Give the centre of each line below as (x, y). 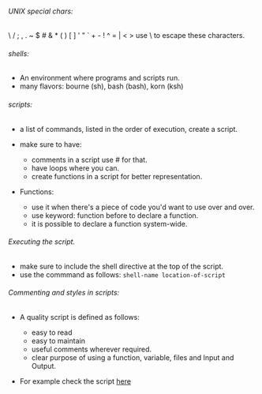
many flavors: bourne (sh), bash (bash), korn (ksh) (101, 86)
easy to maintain (58, 341)
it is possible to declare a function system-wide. (109, 223)
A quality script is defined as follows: (79, 317)
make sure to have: (51, 144)
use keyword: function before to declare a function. (115, 215)
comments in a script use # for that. (89, 159)
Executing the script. (42, 242)
